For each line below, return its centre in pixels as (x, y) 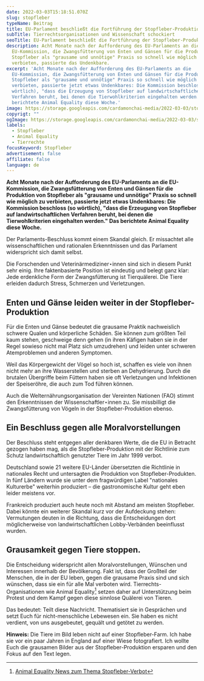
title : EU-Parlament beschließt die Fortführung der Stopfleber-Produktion (104, 29)
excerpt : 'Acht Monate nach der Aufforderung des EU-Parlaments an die (99, 69)
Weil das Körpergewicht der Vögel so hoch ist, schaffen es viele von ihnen (99, 365)
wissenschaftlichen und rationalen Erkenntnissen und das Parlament (92, 246)
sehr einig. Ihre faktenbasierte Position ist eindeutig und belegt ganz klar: (98, 270)
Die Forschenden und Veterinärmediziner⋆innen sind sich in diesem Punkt (99, 264)
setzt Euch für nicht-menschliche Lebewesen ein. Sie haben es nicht (92, 616)
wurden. (17, 531)
